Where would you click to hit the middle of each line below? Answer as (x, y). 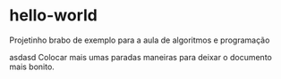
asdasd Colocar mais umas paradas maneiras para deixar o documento (141, 57)
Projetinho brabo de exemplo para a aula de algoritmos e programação (140, 40)
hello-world (54, 16)
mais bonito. (32, 67)
